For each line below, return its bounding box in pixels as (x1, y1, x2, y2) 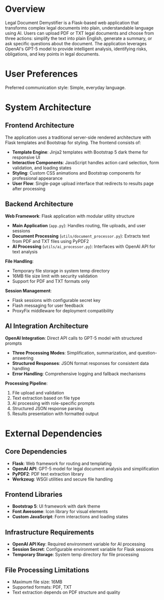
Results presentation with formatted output (12, 411, 99, 417)
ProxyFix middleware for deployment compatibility (12, 307, 114, 313)
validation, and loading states (12, 165, 72, 171)
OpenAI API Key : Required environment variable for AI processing (12, 541, 145, 547)
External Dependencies (5, 428, 102, 439)
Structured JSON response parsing (12, 405, 83, 411)
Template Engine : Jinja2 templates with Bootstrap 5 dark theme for (12, 149, 148, 155)
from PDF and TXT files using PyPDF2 (12, 238, 89, 244)
